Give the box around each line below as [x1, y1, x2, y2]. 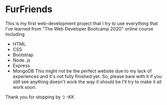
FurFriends [5, 4, 53, 15]
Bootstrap [12, 52, 34, 58]
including [5, 31, 25, 37]
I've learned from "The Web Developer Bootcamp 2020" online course [5, 25, 154, 31]
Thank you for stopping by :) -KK [5, 94, 75, 100]
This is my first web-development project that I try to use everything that [5, 20, 158, 26]
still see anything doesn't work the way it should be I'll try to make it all [12, 79, 162, 85]
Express [12, 62, 30, 68]
